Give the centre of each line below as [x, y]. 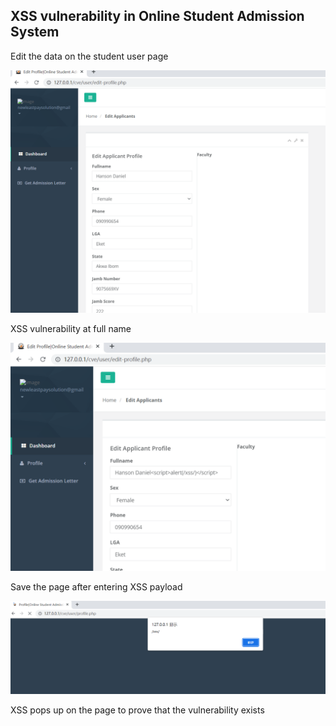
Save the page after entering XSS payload [96, 586]
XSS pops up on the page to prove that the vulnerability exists [137, 710]
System [35, 32]
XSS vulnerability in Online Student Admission [157, 16]
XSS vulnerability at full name [71, 328]
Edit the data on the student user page [89, 56]
